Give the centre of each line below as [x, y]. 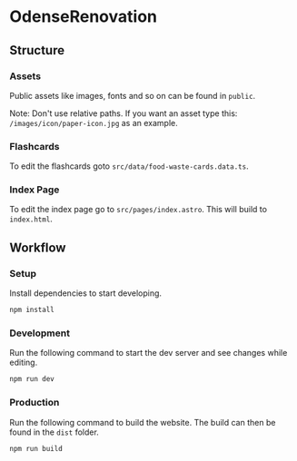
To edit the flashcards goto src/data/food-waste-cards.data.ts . [129, 166]
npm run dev [32, 379]
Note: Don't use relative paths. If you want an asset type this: [124, 113]
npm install [32, 310]
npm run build [36, 448]
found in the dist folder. [54, 432]
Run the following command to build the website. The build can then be [143, 422]
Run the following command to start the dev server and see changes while [148, 353]
